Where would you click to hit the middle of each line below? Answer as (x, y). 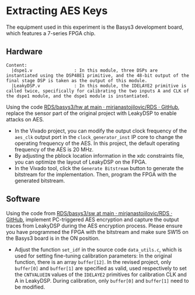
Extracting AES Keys (57, 11)
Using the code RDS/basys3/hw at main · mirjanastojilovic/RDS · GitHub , (93, 107)
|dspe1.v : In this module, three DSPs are (85, 70)
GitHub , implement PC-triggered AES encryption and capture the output (93, 219)
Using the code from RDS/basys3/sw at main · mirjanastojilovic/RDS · (89, 213)
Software (23, 199)
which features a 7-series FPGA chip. (51, 33)
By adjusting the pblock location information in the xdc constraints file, (99, 155)
